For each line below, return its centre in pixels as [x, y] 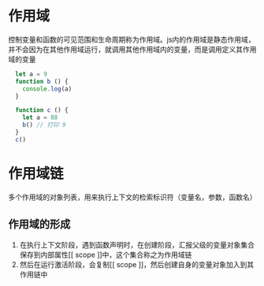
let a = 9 [31, 74]
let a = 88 [40, 118]
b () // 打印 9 [44, 125]
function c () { [42, 110]
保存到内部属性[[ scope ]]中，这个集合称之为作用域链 [106, 254]
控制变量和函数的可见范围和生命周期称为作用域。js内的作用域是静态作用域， [132, 39]
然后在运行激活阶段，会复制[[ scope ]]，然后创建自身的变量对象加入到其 [137, 264]
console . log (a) [47, 89]
